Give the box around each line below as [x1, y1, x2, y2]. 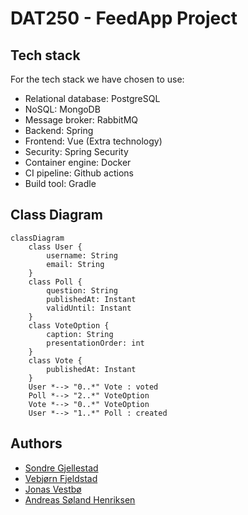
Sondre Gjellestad [24, 462, 99, 474]
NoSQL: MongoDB [24, 103, 101, 115]
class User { [28, 242, 83, 252]
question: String [46, 285, 118, 296]
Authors [10, 435, 63, 452]
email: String [46, 259, 105, 269]
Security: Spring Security [24, 146, 129, 157]
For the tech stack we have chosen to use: [10, 73, 185, 85]
